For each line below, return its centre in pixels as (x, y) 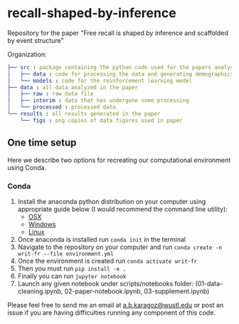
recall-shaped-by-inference (92, 13)
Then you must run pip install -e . (72, 268)
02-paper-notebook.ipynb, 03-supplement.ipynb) (137, 291)
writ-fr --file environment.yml (65, 254)
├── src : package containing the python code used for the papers (110, 67)
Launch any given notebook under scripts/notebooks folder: (106, 283)
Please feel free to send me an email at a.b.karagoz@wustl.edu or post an (116, 305)
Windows (42, 224)
